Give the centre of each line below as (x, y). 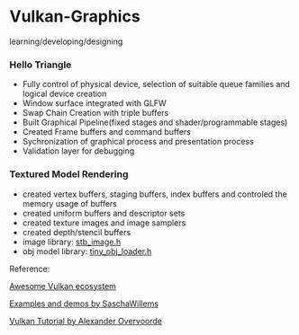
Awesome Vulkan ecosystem (63, 286)
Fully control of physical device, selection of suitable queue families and (156, 84)
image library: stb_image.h (72, 242)
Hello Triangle (41, 65)
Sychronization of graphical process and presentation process (138, 142)
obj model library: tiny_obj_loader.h (87, 251)
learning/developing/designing (66, 41)
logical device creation (64, 94)
